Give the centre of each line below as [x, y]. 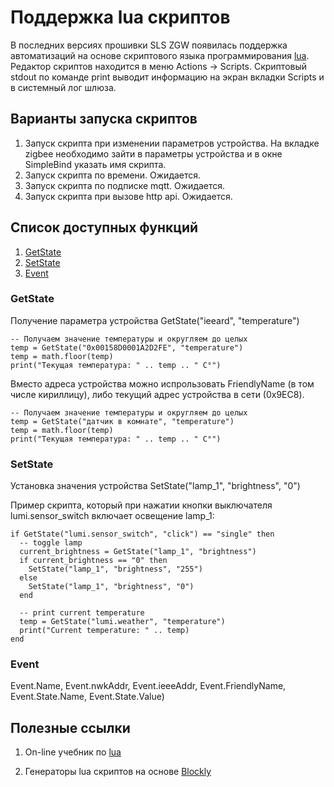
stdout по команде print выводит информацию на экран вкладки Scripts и [167, 77]
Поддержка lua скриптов [120, 17]
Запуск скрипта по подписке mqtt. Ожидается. [125, 185]
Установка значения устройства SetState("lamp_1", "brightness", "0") [155, 486]
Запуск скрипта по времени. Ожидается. [113, 175]
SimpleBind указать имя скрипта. [95, 164]
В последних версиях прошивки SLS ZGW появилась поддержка [149, 45]
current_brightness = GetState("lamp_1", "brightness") [138, 552]
